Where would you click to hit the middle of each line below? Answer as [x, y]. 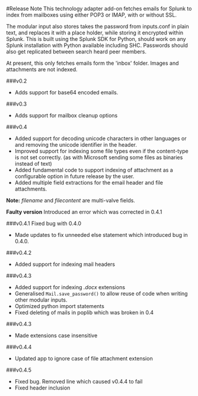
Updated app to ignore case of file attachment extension [84, 358]
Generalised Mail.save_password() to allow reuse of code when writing [101, 294]
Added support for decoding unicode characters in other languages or [100, 138]
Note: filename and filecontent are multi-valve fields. [71, 200]
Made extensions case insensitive [56, 335]
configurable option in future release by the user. [74, 176]
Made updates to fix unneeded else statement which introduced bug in [101, 235]
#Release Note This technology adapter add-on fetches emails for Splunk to [99, 9]
